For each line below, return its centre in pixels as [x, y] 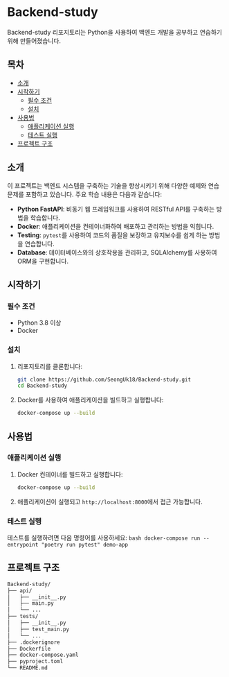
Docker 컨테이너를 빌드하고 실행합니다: [70, 474]
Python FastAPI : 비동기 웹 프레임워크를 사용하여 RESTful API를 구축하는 [116, 209]
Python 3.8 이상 [39, 323]
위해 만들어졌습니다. [34, 41]
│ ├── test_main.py [38, 629]
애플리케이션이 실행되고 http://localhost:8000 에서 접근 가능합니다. [110, 502]
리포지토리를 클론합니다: [50, 366]
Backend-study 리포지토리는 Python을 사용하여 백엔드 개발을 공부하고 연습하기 [115, 32]
